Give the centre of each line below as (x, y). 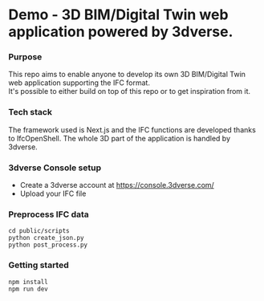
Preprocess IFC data (49, 214)
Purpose (25, 57)
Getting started (39, 265)
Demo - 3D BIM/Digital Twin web (118, 15)
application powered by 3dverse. (121, 32)
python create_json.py (46, 238)
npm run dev (28, 289)
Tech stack (30, 112)
